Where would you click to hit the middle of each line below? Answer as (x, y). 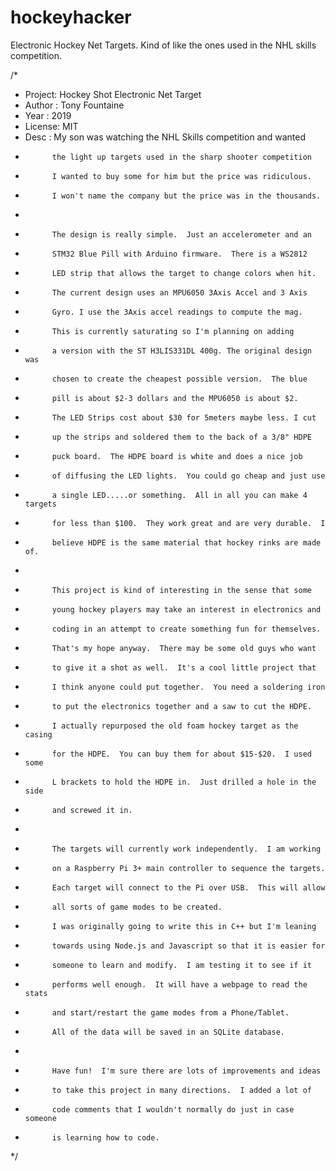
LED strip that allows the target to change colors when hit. (184, 273)
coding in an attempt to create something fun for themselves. (186, 629)
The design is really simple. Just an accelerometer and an (181, 234)
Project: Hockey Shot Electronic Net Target (113, 94)
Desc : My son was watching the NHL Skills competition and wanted (165, 137)
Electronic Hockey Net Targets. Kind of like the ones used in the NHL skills (163, 45)
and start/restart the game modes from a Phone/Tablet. (170, 1012)
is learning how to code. (105, 1137)
